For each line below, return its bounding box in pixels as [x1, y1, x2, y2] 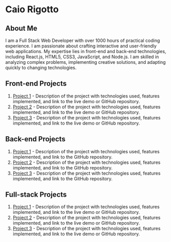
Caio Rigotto [5, 4, 59, 15]
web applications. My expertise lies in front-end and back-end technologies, [5, 49, 166, 54]
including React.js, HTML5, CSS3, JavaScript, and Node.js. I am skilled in [5, 54, 159, 60]
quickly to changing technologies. [5, 65, 77, 70]
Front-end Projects [5, 79, 67, 88]
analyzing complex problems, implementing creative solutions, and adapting [5, 59, 166, 65]
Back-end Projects [5, 135, 66, 143]
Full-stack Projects [5, 190, 67, 199]
